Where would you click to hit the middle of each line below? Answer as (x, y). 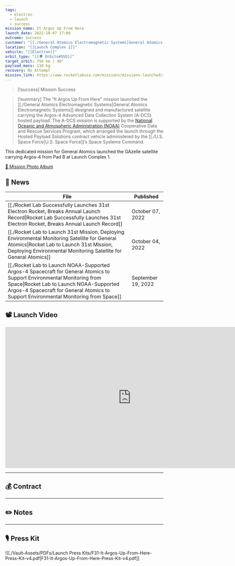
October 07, (146, 211)
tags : (11, 10)
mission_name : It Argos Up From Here (45, 29)
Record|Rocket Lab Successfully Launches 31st (64, 217)
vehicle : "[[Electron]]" (31, 52)
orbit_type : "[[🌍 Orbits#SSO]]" (40, 56)
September (145, 277)
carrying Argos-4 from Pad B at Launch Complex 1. (58, 157)
